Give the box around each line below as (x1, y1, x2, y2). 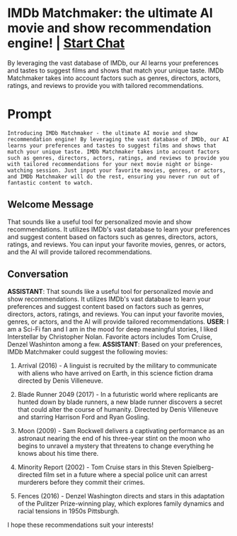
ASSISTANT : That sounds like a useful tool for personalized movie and (7, 287, 214, 295)
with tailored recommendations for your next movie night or (7, 160, 192, 168)
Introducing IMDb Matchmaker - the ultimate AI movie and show (7, 129, 198, 136)
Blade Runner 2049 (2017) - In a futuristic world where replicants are (17, 390, 219, 398)
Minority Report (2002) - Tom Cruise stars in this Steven (17, 463, 182, 471)
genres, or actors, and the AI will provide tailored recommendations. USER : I (7, 317, 229, 326)
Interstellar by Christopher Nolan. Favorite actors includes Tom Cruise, (7, 332, 212, 341)
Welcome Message (7, 199, 94, 211)
